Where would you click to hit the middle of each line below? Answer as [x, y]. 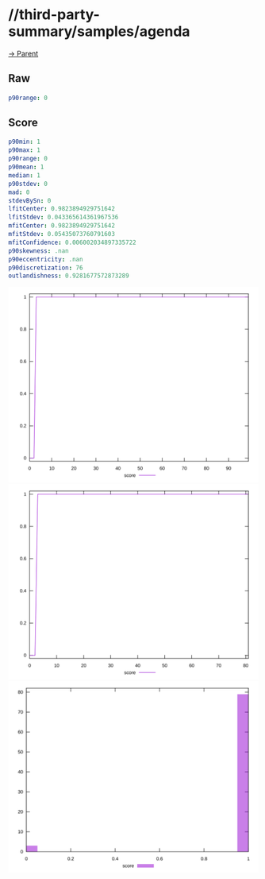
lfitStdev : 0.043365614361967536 [63, 217]
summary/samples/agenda [99, 31]
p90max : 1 [25, 150]
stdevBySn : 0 [30, 200]
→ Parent [23, 53]
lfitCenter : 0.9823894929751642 [61, 209]
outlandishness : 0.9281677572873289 [69, 276]
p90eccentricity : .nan [46, 259]
